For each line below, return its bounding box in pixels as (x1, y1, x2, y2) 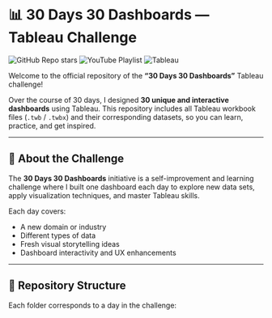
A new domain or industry (19, 222, 107, 231)
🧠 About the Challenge (8, 152, 125, 166)
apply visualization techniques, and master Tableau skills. (8, 190, 200, 200)
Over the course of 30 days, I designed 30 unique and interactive (8, 95, 229, 104)
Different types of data (19, 231, 96, 240)
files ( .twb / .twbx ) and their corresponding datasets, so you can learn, (8, 112, 244, 121)
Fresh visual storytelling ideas (19, 239, 120, 248)
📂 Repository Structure (8, 279, 126, 293)
